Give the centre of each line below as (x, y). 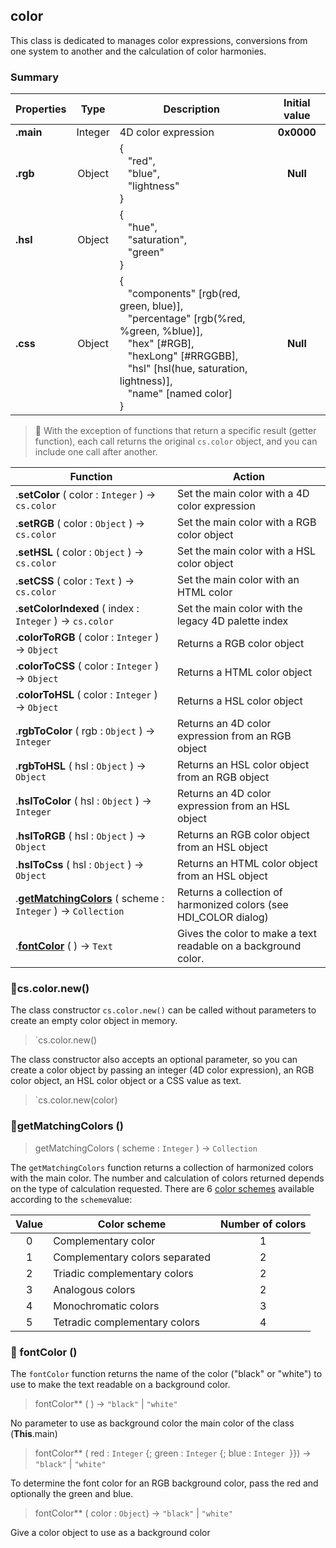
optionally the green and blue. (72, 1493)
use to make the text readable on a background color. (120, 1384)
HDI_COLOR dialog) (222, 917)
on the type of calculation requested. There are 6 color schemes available (162, 1188)
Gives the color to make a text (246, 934)
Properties (41, 109)
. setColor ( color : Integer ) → (86, 495)
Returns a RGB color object (240, 644)
